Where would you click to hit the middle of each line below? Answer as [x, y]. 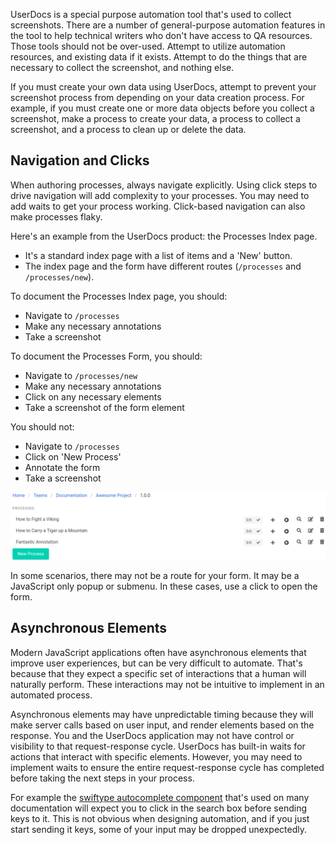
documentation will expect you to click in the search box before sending [158, 808]
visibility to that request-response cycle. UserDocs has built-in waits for [158, 746]
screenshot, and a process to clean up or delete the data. [128, 129]
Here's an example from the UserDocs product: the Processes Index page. [164, 236]
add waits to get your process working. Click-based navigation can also [158, 206]
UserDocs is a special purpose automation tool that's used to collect [151, 14]
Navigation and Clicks [80, 160]
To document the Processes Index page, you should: [119, 296]
